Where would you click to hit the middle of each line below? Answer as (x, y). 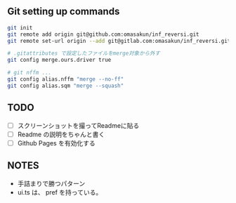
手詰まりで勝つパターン (51, 183)
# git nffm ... (29, 73)
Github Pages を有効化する (57, 143)
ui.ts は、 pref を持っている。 (60, 192)
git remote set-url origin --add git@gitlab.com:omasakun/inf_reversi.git (119, 41)
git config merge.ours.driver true (59, 60)
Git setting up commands (64, 12)
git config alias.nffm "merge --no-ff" (66, 79)
